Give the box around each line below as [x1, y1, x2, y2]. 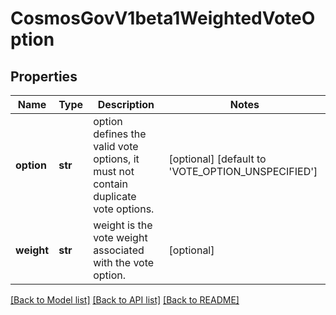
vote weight [93, 231, 148, 244]
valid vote [93, 140, 139, 153]
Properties [10, 68, 78, 85]
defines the [93, 127, 147, 141]
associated [93, 243, 145, 257]
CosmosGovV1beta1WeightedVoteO [10, 7, 316, 30]
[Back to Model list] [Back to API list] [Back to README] [10, 294, 240, 306]
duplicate [93, 190, 137, 203]
